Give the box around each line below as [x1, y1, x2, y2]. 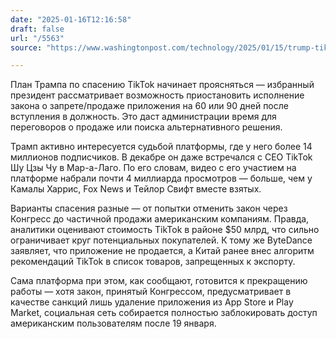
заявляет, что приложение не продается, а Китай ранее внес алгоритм [10, 245, 315, 257]
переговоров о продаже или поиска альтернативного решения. [10, 121, 283, 133]
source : [10, 42, 43, 53]
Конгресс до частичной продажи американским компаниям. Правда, [10, 213, 310, 225]
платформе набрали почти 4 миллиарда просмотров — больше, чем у [10, 172, 313, 185]
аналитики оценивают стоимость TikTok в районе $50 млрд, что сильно [10, 224, 320, 236]
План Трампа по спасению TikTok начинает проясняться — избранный [10, 79, 315, 91]
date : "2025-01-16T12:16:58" [10, 14, 132, 25]
